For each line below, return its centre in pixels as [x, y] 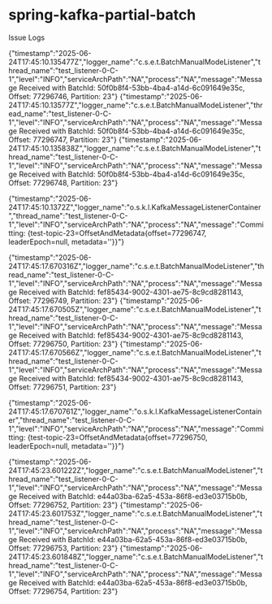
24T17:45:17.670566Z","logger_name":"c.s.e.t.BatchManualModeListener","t [135, 352]
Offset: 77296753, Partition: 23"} [63, 548]
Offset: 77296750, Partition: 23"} [63, 344]
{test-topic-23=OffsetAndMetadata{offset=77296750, [118, 437]
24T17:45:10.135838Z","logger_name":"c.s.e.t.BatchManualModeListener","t [135, 148]
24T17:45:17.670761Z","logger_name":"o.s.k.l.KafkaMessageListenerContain [135, 411]
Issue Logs [27, 37]
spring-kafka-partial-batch [102, 15]
